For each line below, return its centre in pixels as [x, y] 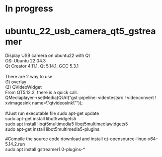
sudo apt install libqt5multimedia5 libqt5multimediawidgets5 [67, 124]
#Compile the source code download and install [54, 139]
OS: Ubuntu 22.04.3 [26, 61]
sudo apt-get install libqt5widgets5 [41, 119]
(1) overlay [16, 82]
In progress [29, 9]
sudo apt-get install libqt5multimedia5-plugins [52, 129]
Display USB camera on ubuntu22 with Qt [48, 55]
